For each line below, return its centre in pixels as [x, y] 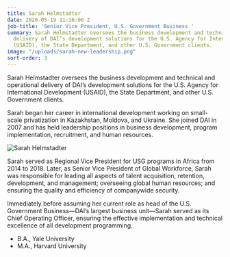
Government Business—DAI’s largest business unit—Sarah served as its [108, 210]
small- [200, 112]
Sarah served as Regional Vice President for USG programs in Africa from [111, 161]
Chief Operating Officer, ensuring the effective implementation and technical [115, 218]
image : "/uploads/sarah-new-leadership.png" [72, 52]
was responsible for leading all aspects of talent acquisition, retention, [106, 175]
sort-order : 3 [27, 58]
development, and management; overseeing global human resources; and [111, 183]
